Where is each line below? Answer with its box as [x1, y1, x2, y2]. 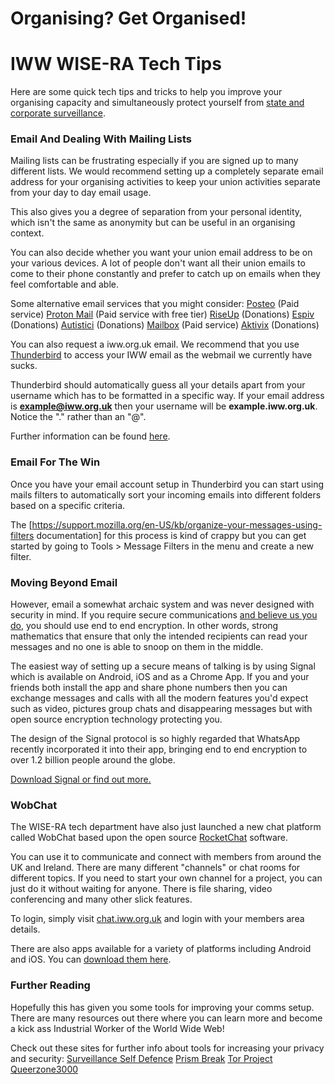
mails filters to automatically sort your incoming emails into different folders [10, 488, 322, 501]
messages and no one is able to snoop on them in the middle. [10, 641, 264, 653]
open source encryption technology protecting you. [10, 713, 223, 726]
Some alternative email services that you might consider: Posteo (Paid [10, 298, 300, 310]
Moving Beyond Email [10, 575, 118, 589]
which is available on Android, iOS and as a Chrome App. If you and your [10, 671, 310, 683]
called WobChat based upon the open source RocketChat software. [10, 832, 288, 844]
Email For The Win [10, 455, 101, 469]
